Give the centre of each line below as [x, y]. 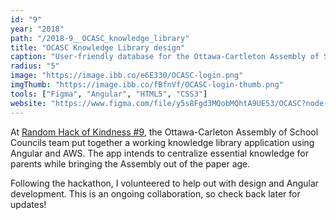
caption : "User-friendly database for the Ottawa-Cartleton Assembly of [165, 57]
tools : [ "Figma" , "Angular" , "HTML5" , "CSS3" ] [109, 94]
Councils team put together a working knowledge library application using [162, 142]
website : [28, 103]
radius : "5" [35, 66]
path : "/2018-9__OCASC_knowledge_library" [100, 38]
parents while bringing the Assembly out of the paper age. [130, 163]
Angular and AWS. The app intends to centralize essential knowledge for [159, 153]
